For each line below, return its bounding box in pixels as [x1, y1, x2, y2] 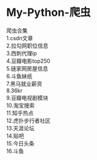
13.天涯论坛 [6, 124, 35, 131]
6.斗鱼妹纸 [6, 72, 33, 80]
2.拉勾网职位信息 [6, 42, 48, 49]
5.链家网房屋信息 [6, 64, 48, 72]
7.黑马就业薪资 [6, 80, 42, 87]
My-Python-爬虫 [6, 5, 91, 19]
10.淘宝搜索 [6, 102, 35, 109]
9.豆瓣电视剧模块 [6, 94, 48, 101]
